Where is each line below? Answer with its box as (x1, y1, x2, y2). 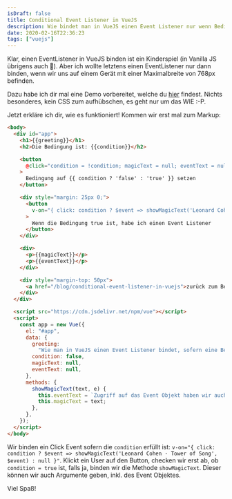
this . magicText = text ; (37, 398, 107, 405)
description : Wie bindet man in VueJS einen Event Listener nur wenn (7, 23, 212, 30)
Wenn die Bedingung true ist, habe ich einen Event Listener (32, 219, 212, 226)
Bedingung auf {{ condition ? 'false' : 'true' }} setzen (25, 175, 196, 182)
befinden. (7, 77, 35, 85)
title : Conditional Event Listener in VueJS (7, 17, 137, 23)
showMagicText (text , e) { (32, 385, 107, 392)
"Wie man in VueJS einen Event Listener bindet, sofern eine (37, 346, 217, 354)
